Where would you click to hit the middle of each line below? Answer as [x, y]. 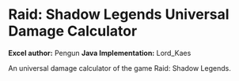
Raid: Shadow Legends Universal [119, 15]
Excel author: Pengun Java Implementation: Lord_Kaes [100, 53]
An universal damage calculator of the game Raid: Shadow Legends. [119, 68]
